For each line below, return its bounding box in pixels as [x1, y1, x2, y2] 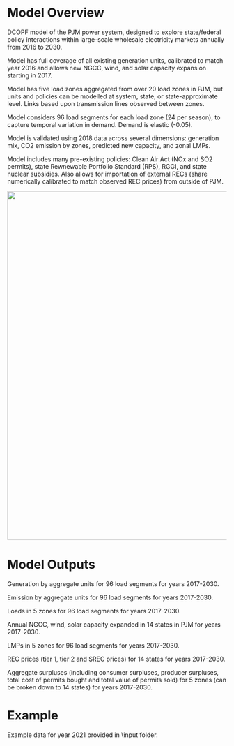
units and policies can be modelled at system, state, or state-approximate [7, 92, 218, 100]
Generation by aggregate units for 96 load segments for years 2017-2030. [7, 579, 219, 588]
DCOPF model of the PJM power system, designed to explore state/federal [7, 28, 221, 36]
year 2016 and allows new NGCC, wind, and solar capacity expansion [7, 64, 207, 72]
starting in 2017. [7, 71, 53, 80]
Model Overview [7, 5, 104, 21]
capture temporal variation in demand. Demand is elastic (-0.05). [7, 120, 193, 128]
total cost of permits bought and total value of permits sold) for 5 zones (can [7, 676, 226, 684]
